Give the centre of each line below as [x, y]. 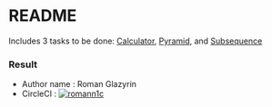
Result [23, 64]
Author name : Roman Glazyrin [79, 84]
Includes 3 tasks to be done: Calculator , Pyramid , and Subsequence [136, 41]
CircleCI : [39, 94]
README [43, 16]
